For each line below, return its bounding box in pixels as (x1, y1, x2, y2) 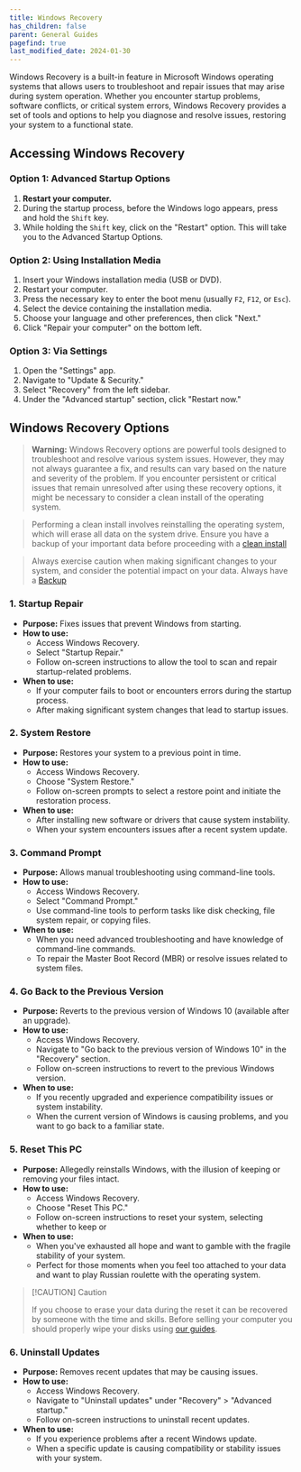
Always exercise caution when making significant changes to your (31, 556, 278, 566)
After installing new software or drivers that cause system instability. (35, 814, 290, 825)
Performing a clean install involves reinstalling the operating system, (31, 520, 286, 530)
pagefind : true (9, 38, 67, 48)
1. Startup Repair (9, 597, 84, 610)
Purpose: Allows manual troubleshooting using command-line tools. (22, 867, 276, 878)
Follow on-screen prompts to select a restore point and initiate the (35, 786, 281, 796)
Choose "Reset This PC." (35, 1201, 129, 1213)
